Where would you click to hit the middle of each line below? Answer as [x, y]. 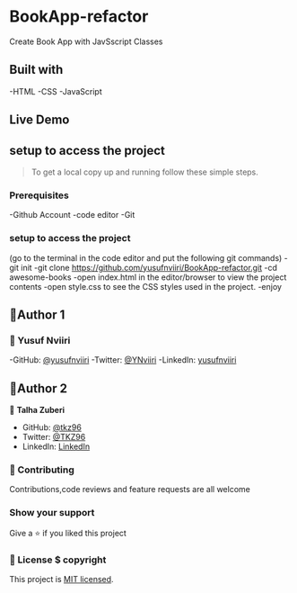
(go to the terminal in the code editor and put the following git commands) [146, 257]
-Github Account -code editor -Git [72, 215]
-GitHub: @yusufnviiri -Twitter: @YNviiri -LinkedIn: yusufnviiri [123, 360]
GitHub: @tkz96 [52, 427]
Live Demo [39, 120]
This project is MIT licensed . [61, 579]
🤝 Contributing [42, 470]
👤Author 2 [38, 388]
